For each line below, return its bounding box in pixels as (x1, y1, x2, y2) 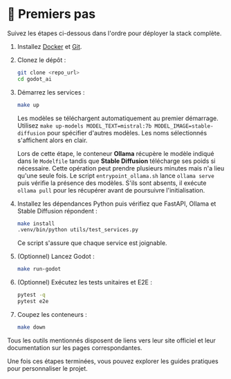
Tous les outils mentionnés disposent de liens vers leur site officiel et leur (7, 336, 216, 344)
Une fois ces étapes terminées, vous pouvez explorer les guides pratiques (7, 357, 219, 365)
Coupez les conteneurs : (17, 310, 88, 318)
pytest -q (17, 291, 46, 299)
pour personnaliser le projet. (7, 364, 88, 372)
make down (17, 324, 46, 331)
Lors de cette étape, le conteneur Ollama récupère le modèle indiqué (17, 149, 214, 157)
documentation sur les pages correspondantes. (7, 343, 142, 351)
